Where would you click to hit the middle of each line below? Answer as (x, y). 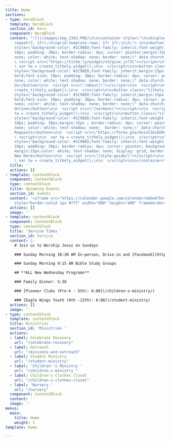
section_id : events (30, 193)
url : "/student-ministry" (42, 361)
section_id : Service (31, 236)
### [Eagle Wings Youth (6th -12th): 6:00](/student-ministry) (82, 300)
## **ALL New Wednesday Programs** (52, 273)
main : (16, 413)
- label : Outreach (29, 347)
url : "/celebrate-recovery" (44, 342)
